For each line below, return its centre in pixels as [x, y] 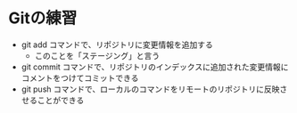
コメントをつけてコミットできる [80, 77]
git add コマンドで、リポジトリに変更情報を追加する [117, 44]
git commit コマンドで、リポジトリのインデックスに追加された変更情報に [155, 67]
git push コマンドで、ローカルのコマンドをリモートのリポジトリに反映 [150, 89]
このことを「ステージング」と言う [97, 55]
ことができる [61, 100]
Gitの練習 [43, 18]
